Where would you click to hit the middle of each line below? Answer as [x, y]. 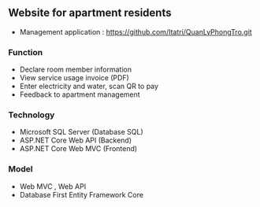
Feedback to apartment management [80, 94]
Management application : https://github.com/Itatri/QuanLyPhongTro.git [136, 31]
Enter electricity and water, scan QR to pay [89, 87]
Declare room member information [76, 69]
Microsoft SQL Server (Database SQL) [81, 132]
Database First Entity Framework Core [82, 194]
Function [26, 52]
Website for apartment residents [90, 13]
